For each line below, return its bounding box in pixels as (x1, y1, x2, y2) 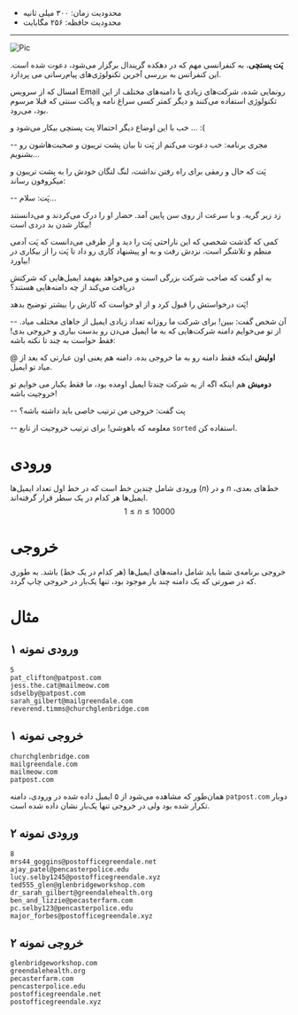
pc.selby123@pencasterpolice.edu (10, 903, 134, 912)
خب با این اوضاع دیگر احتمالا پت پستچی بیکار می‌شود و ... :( (10, 122, 206, 132)
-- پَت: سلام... (10, 192, 57, 203)
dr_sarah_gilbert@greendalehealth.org (10, 888, 153, 897)
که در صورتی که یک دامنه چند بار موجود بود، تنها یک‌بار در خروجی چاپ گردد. (10, 575, 257, 586)
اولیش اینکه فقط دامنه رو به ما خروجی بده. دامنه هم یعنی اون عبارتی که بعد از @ (10, 352, 276, 363)
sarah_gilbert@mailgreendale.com (10, 696, 134, 706)
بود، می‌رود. (10, 105, 49, 115)
